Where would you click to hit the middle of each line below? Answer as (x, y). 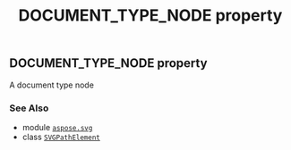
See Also (29, 108)
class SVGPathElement (61, 137)
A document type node (51, 85)
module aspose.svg (57, 127)
